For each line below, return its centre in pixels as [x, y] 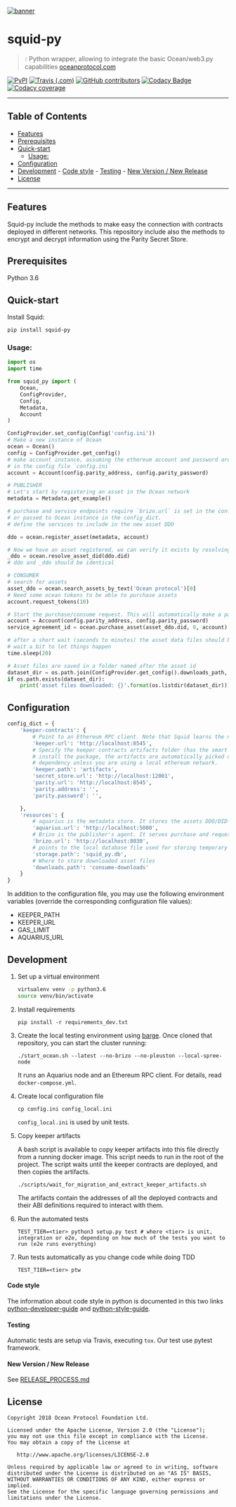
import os [22, 362]
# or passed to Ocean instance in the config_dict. [84, 517]
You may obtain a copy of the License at [69, 1443]
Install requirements [46, 1009]
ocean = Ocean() [31, 447]
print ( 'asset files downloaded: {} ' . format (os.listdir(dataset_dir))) [125, 686]
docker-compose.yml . [47, 1082]
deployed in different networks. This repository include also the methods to [116, 232]
